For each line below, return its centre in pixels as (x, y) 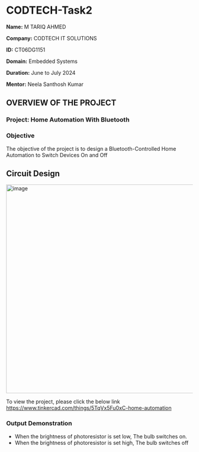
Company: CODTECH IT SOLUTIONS (52, 38)
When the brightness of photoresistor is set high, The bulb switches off (102, 443)
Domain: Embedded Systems (42, 61)
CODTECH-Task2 (49, 10)
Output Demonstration (39, 424)
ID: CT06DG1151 (26, 50)
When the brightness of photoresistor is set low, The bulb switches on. (101, 436)
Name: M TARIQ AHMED (36, 27)
